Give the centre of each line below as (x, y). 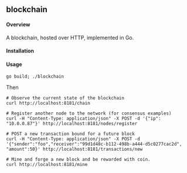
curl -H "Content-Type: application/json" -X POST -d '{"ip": (84, 119)
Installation (20, 51)
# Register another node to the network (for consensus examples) (89, 113)
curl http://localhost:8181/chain (48, 103)
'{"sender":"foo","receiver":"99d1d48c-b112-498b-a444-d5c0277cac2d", (94, 144)
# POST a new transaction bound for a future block (70, 134)
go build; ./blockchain (35, 77)
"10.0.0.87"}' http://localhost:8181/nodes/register (72, 124)
